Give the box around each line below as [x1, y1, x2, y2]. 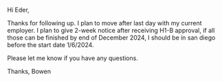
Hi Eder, [7, 6, 30, 14]
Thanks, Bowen [7, 68, 52, 75]
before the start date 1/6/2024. [7, 41, 94, 49]
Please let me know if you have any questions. [7, 54, 139, 62]
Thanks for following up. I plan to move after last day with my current [7, 19, 202, 27]
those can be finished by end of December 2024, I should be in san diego [7, 33, 216, 42]
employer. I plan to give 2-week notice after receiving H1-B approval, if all [7, 27, 215, 34]
